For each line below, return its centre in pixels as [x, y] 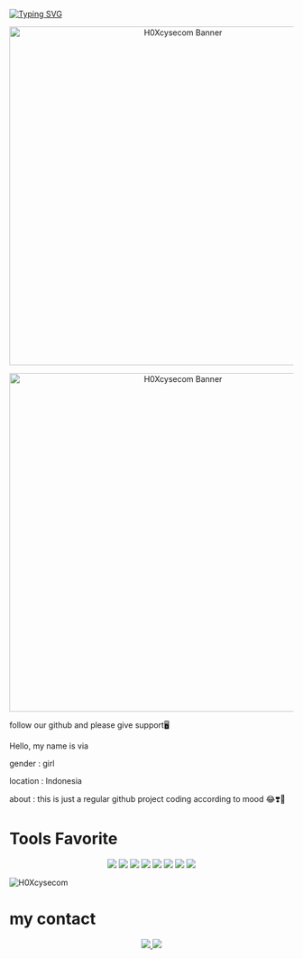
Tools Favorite [64, 839]
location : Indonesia [46, 781]
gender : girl [32, 763]
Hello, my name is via [49, 746]
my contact [53, 919]
